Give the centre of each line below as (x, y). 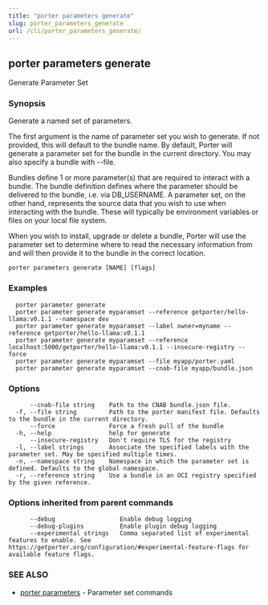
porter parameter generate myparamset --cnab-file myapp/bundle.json (134, 368)
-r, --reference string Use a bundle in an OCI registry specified (136, 475)
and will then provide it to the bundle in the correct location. (107, 253)
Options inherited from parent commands (91, 502)
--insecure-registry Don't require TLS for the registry (130, 440)
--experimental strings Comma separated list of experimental (139, 533)
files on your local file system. (58, 220)
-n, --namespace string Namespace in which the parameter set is (132, 462)
